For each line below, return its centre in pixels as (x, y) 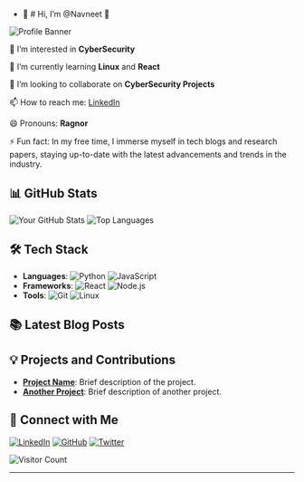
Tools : (34, 295)
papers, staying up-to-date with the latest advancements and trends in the (148, 154)
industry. (26, 164)
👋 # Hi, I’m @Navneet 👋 (66, 14)
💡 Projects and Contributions (93, 360)
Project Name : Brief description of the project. (109, 381)
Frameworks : (48, 285)
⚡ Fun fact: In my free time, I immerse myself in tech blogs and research (143, 141)
